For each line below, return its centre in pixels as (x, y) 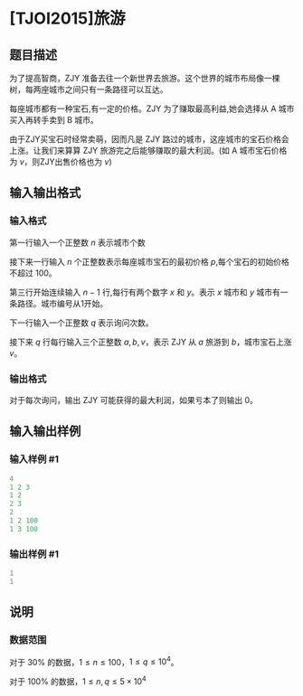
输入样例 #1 (34, 459)
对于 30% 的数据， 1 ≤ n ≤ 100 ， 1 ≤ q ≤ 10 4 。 (94, 661)
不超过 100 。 (33, 273)
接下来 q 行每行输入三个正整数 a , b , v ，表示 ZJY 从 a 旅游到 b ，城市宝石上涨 (151, 342)
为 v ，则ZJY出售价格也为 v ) (61, 162)
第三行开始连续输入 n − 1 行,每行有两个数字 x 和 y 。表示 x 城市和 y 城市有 (145, 292)
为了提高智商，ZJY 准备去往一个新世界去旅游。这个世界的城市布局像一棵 (145, 78)
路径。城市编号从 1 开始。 (62, 303)
